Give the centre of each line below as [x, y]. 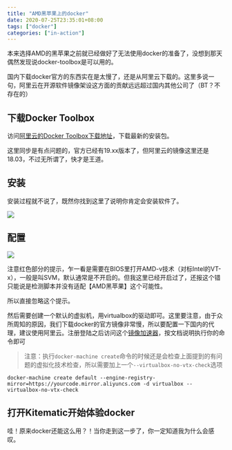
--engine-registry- [128, 377]
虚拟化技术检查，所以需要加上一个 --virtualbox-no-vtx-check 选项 [129, 364]
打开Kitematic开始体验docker [71, 413]
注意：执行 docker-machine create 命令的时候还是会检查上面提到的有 [120, 356]
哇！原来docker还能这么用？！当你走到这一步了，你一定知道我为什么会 [108, 431]
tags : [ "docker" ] [32, 26]
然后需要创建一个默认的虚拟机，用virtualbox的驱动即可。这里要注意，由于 [112, 315]
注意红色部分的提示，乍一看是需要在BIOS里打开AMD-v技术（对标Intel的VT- [114, 269]
